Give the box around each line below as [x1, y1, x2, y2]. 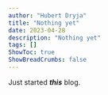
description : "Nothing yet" [8, 33, 102, 42]
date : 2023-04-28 [8, 26, 66, 34]
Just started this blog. [8, 77, 81, 87]
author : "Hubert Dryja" [8, 11, 87, 20]
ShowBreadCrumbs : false [8, 56, 87, 64]
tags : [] [8, 41, 37, 49]
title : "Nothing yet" [8, 19, 80, 27]
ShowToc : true [8, 48, 56, 56]
